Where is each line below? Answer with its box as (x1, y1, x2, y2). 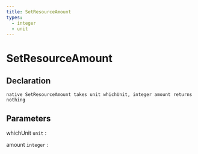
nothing (6, 97, 26, 103)
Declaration (6, 75, 51, 86)
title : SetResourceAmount (6, 8, 71, 15)
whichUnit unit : (6, 129, 47, 136)
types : (6, 14, 23, 21)
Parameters (6, 113, 51, 124)
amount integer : (6, 141, 49, 149)
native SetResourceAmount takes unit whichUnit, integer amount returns (6, 92, 193, 98)
